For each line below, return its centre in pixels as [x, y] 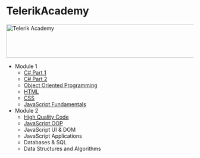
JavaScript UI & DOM [50, 129]
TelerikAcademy [48, 11]
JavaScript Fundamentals [55, 104]
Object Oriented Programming [60, 85]
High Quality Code [46, 117]
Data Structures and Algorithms [62, 148]
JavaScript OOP [43, 123]
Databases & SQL [45, 142]
